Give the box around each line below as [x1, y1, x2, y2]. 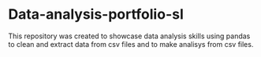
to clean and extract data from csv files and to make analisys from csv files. [8, 39, 254, 48]
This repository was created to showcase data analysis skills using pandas [8, 31, 251, 41]
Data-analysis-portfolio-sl [8, 5, 184, 23]
